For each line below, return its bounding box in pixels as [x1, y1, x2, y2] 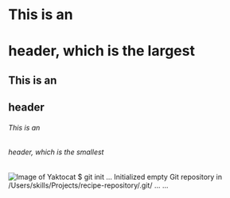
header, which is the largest [8, 42, 195, 60]
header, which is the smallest [8, 147, 104, 157]
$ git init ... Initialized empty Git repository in [77, 172, 223, 181]
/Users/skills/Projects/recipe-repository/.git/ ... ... [8, 181, 169, 190]
